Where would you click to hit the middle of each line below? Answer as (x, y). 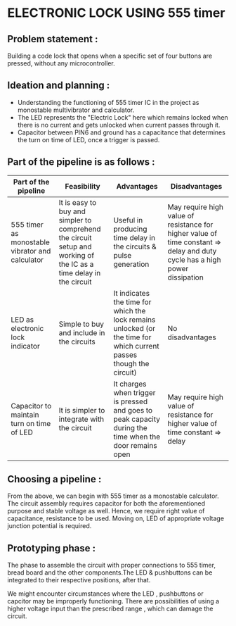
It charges (130, 384)
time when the (137, 437)
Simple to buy (81, 324)
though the (131, 363)
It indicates (131, 293)
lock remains (135, 320)
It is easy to (78, 202)
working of (77, 255)
